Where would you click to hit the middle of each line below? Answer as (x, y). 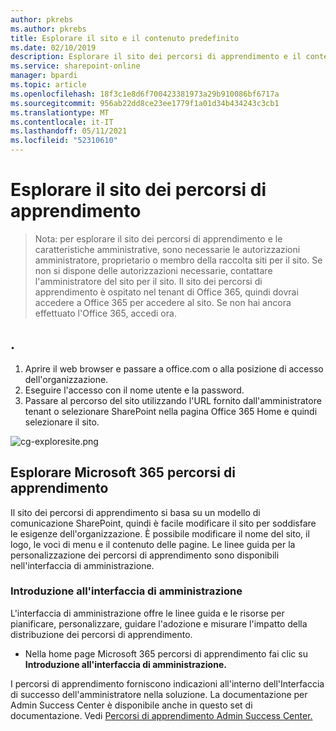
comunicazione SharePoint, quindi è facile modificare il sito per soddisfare (163, 523)
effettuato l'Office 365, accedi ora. (105, 313)
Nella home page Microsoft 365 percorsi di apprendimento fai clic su (166, 653)
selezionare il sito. (62, 422)
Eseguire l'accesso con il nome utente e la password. (134, 390)
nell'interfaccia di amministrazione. (82, 565)
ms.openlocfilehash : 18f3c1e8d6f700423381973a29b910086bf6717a (145, 94)
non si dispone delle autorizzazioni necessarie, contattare (153, 270)
